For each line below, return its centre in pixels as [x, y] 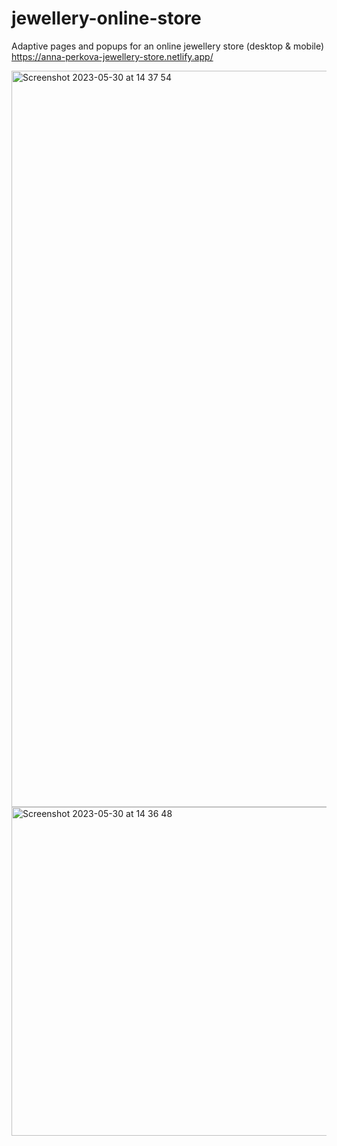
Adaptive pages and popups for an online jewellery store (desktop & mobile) [168, 46]
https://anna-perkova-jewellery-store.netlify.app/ [112, 56]
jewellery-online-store [106, 18]
